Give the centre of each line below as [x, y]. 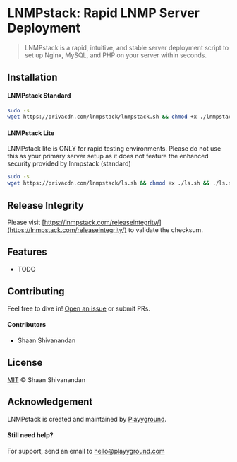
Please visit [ [26, 223]
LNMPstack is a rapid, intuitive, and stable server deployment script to [127, 47]
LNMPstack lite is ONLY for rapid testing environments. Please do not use [114, 149]
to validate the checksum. [165, 230]
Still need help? [31, 435]
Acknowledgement [50, 402]
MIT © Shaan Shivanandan [47, 379]
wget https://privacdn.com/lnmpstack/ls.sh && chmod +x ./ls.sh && [109, 183]
